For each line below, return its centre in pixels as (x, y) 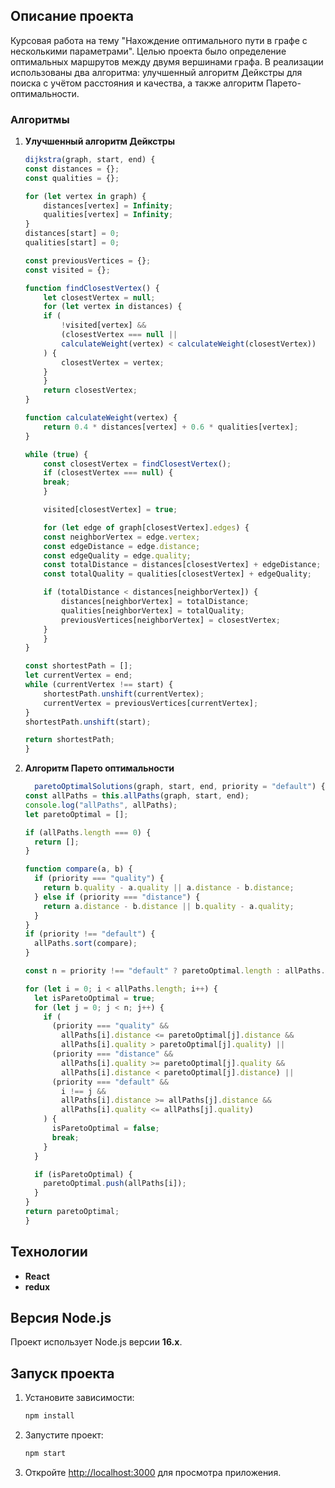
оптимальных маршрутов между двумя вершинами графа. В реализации (167, 61)
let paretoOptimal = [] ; (76, 814)
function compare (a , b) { (78, 869)
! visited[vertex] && (104, 325)
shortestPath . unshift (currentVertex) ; (124, 694)
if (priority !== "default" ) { (90, 934)
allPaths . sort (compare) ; (86, 944)
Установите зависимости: (79, 1398)
